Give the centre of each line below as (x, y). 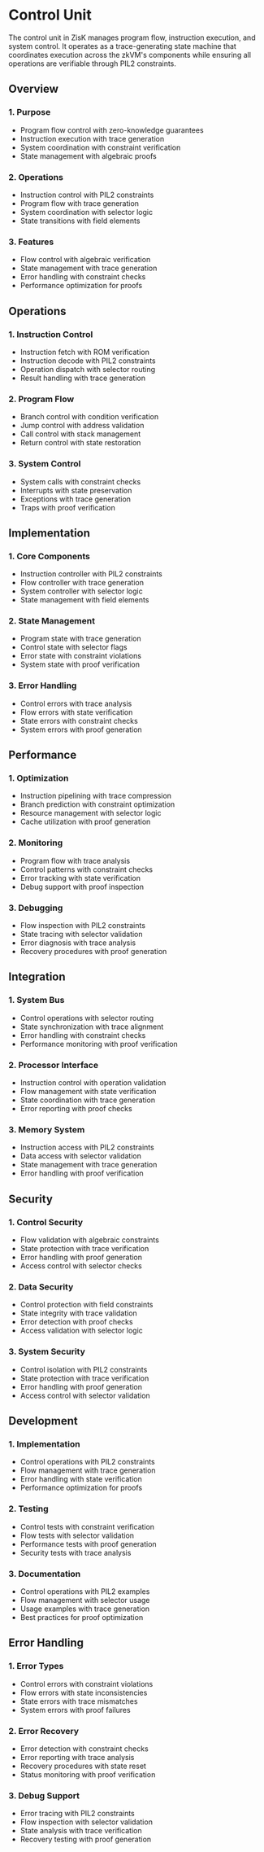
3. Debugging (36, 908)
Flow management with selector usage (85, 1600)
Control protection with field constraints (87, 1305)
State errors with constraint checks (79, 720)
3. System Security (47, 1351)
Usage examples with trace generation (85, 1609)
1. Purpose (30, 112)
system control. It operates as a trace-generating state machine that (123, 46)
